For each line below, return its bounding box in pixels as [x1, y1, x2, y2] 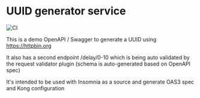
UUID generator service [6, 4, 126, 18]
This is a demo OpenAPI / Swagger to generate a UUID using [6, 35, 157, 43]
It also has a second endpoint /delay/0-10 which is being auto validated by [6, 54, 190, 61]
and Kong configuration [6, 84, 65, 91]
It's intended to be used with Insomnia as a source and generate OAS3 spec [6, 78, 195, 85]
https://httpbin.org [6, 42, 52, 49]
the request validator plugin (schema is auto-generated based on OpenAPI [6, 60, 191, 67]
